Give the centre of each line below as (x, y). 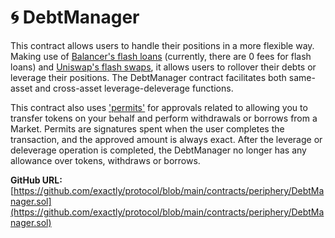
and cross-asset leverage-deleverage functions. (134, 88)
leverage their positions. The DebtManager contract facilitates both (148, 77)
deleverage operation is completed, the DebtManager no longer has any (158, 150)
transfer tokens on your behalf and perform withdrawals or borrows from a (164, 118)
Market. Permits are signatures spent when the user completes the (147, 128)
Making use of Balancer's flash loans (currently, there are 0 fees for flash (161, 56)
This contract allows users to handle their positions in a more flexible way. (162, 45)
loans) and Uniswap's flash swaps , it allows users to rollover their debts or (163, 67)
